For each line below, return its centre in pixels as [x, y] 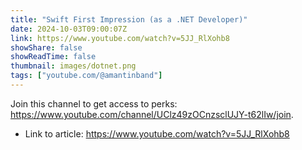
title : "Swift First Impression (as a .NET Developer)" [129, 19]
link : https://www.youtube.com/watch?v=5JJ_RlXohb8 [120, 38]
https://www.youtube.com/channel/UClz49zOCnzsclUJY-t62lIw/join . [152, 114]
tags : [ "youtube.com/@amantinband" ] [86, 76]
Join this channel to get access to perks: [94, 103]
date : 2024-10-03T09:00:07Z [69, 29]
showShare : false [46, 47]
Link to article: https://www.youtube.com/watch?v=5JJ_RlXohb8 [157, 133]
